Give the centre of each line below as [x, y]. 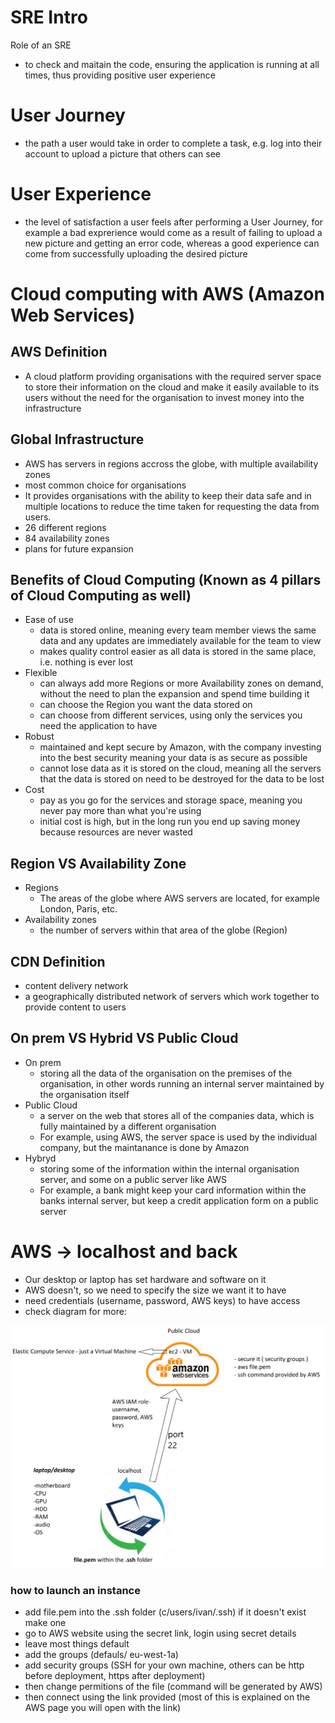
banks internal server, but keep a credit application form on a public [179, 1200]
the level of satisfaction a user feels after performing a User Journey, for [173, 222]
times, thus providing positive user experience [120, 75]
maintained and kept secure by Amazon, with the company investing [180, 747]
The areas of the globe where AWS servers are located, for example [179, 898]
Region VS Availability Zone [98, 863]
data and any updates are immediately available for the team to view [180, 641]
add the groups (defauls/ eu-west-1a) [101, 1655]
